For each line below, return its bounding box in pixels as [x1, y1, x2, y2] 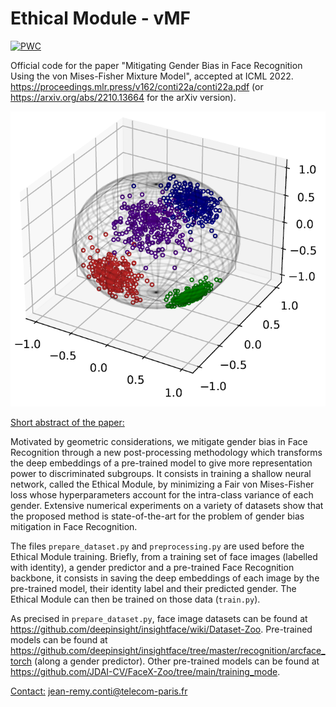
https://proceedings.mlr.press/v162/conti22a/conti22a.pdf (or [10, 80, 264, 92]
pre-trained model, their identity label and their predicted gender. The [10, 583, 297, 595]
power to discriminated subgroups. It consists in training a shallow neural [10, 468, 312, 480]
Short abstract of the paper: [10, 417, 125, 429]
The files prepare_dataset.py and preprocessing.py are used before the [10, 540, 305, 552]
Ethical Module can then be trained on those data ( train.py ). [10, 593, 261, 606]
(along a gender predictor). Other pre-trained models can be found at [34, 655, 320, 667]
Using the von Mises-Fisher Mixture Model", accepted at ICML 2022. [10, 70, 294, 82]
